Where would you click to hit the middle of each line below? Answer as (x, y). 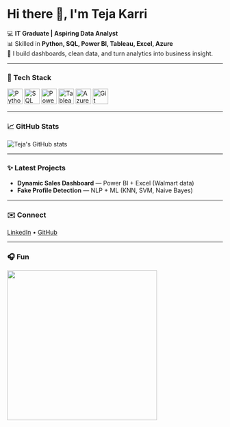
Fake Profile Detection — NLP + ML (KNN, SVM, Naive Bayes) (105, 190)
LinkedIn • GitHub (33, 233)
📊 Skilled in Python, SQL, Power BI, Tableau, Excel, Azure (90, 43)
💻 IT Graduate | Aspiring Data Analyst (63, 33)
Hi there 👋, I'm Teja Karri (77, 14)
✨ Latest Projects (37, 168)
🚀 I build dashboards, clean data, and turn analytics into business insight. (110, 53)
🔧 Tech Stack (29, 77)
